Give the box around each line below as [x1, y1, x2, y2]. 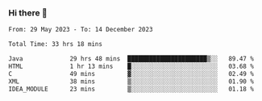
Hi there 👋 [8, 7, 48, 19]
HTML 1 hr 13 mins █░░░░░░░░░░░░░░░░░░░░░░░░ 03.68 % [8, 62, 254, 70]
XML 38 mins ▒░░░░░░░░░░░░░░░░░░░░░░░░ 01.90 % [8, 77, 254, 86]
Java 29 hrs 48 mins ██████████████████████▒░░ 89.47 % [8, 55, 254, 63]
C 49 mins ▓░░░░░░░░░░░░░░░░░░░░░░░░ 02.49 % [8, 69, 254, 78]
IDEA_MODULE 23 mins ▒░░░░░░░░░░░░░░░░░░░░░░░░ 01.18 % [8, 85, 254, 93]
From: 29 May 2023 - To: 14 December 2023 [8, 26, 153, 34]
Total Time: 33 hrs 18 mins [8, 40, 103, 48]
